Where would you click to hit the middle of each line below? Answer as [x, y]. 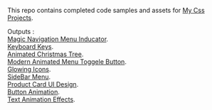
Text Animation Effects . [42, 99]
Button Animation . [34, 92]
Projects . [20, 18]
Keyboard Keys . [31, 46]
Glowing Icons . [29, 69]
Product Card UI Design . [43, 84]
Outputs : [21, 32]
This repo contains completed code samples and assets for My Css [106, 10]
